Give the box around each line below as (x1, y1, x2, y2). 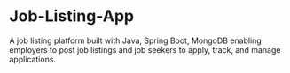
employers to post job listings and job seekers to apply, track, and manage (9, 44, 281, 55)
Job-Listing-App (9, 6, 135, 26)
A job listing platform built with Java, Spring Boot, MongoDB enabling (9, 35, 262, 46)
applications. (9, 54, 56, 64)
